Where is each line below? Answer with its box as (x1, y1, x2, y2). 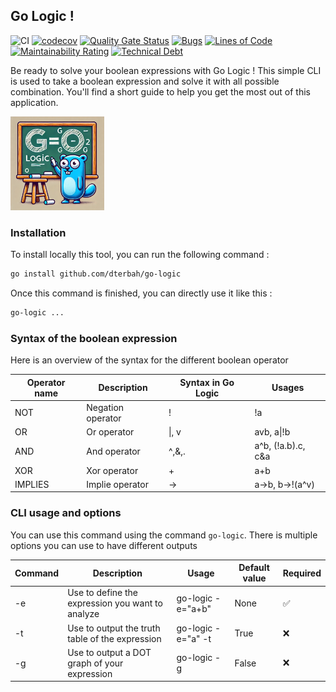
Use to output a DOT (67, 646, 152, 658)
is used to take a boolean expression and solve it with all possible (10, 75, 280, 87)
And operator (86, 445, 141, 457)
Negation (86, 401, 125, 413)
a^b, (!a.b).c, (254, 440, 306, 452)
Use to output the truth (67, 622, 161, 634)
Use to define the (67, 587, 139, 599)
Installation (10, 225, 67, 239)
